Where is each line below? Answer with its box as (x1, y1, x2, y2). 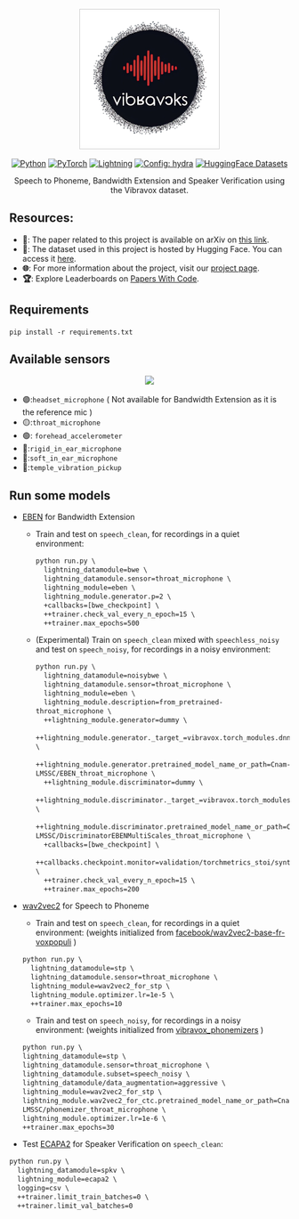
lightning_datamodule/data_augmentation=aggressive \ (21, 1078, 226, 1088)
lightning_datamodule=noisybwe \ (43, 671, 167, 680)
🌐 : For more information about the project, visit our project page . (21, 263, 260, 273)
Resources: (9, 210, 74, 226)
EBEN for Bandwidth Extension (21, 512, 135, 523)
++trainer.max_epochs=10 (30, 1000, 123, 1009)
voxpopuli (35, 937, 72, 947)
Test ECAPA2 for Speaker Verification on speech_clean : (21, 1139, 224, 1150)
